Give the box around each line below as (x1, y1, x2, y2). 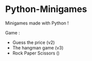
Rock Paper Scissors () (12, 50, 60, 56)
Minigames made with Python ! (5, 20, 69, 26)
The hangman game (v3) (12, 44, 64, 50)
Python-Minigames (5, 3, 87, 15)
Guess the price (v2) (12, 39, 55, 45)
